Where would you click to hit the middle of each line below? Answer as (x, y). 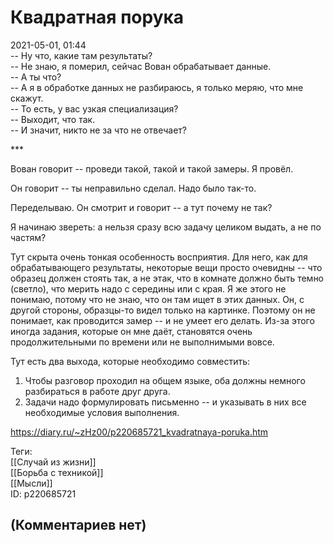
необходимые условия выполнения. (102, 412)
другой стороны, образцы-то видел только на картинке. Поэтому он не (163, 310)
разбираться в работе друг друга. (97, 391)
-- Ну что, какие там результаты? (81, 55)
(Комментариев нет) (78, 525)
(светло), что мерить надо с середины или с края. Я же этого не (148, 288)
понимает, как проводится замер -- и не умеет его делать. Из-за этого (162, 320)
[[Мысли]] (31, 483)
